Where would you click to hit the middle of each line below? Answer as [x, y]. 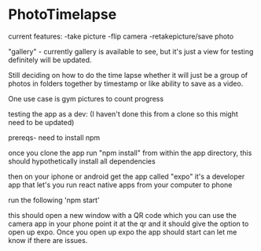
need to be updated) [41, 122]
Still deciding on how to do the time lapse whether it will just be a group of [128, 75]
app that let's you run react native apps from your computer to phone [120, 185]
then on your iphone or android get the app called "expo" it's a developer [127, 176]
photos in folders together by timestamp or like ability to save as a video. [126, 83]
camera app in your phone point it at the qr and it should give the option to [129, 223]
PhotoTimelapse [62, 15]
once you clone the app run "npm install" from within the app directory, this [130, 153]
